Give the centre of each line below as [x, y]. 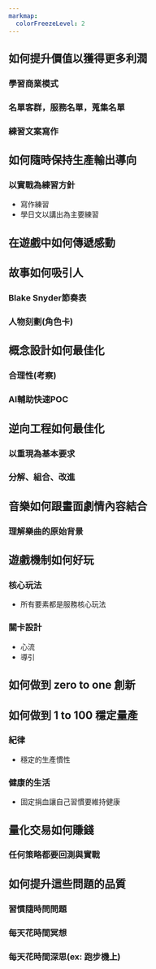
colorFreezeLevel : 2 [50, 24]
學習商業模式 [34, 84]
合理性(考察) [32, 376]
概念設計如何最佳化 [56, 350]
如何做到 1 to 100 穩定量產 [73, 715]
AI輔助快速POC [39, 400]
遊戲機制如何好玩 [51, 560]
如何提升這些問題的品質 [67, 883]
